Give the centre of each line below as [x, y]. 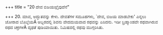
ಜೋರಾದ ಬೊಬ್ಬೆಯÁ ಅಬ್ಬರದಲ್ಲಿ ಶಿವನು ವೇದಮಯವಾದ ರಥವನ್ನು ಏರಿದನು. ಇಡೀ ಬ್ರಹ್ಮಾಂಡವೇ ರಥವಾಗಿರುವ [81, 22]
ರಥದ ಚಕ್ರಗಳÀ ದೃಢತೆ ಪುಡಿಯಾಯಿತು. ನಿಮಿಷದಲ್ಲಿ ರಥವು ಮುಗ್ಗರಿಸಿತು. [54, 27]
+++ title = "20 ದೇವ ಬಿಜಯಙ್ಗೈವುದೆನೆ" [37, 7]
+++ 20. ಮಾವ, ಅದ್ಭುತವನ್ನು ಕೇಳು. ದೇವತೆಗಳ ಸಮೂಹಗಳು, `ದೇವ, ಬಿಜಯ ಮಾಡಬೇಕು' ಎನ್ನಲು [76, 17]
